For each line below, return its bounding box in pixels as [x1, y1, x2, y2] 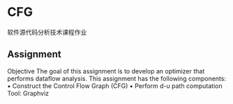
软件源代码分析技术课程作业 [7, 28, 87, 36]
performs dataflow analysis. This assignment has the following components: [7, 74, 227, 83]
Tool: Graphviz [7, 89, 50, 97]
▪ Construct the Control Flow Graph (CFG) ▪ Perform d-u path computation [7, 81, 223, 90]
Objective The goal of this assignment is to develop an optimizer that [7, 67, 205, 75]
